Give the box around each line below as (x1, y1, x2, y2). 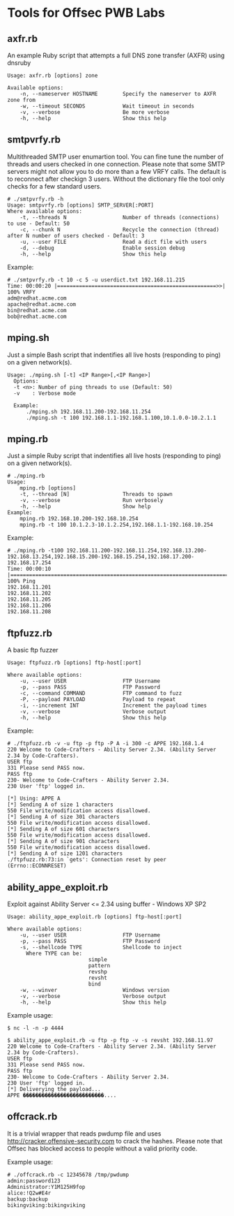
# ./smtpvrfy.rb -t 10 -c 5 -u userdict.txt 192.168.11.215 (7, 276, 186, 284)
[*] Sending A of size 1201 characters (7, 850, 123, 857)
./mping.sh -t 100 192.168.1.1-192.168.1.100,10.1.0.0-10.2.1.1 (25, 414, 217, 421)
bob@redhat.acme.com (7, 313, 68, 320)
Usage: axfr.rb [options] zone (7, 72, 98, 79)
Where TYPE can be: (25, 950, 82, 958)
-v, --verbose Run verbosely (19, 497, 164, 504)
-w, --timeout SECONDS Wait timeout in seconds (19, 103, 195, 110)
